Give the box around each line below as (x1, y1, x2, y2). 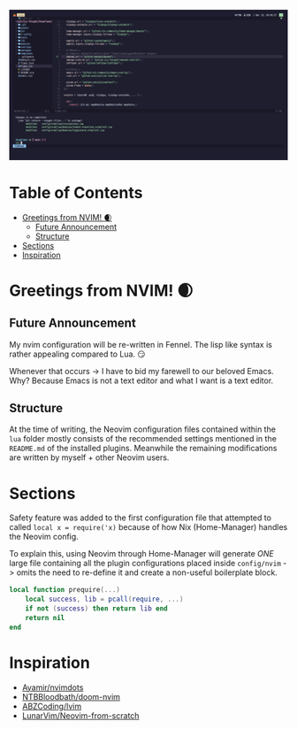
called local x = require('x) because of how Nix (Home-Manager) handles (9, 522, 288, 533)
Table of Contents (9, 182, 143, 203)
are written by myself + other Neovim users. (9, 452, 170, 463)
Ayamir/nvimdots (21, 682, 84, 693)
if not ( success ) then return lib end (25, 604, 168, 613)
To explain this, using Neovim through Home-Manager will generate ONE (9, 549, 274, 559)
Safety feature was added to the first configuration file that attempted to (9, 512, 272, 523)
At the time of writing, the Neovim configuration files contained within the (9, 424, 277, 434)
